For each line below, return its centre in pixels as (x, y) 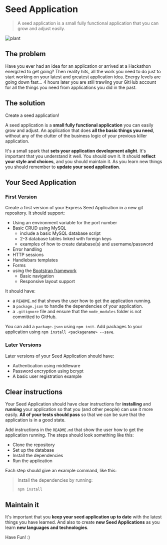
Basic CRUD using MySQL (39, 228)
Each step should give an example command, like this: (61, 471)
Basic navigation (37, 276)
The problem (25, 54)
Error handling (27, 249)
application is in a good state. (35, 420)
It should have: (20, 291)
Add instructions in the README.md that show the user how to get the (74, 430)
